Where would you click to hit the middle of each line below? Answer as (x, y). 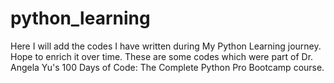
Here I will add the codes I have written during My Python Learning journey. (166, 46)
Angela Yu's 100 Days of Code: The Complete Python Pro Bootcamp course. (167, 67)
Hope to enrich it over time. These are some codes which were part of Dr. (162, 56)
